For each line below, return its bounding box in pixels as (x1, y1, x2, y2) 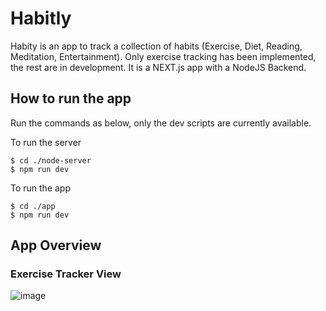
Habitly (10, 7, 72, 30)
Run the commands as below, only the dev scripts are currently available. (10, 117, 312, 129)
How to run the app (10, 90, 132, 107)
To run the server (10, 136, 82, 148)
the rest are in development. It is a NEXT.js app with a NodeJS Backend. (10, 61, 307, 73)
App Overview (10, 237, 102, 254)
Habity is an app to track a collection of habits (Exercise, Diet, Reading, (10, 40, 303, 52)
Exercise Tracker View (10, 267, 122, 281)
